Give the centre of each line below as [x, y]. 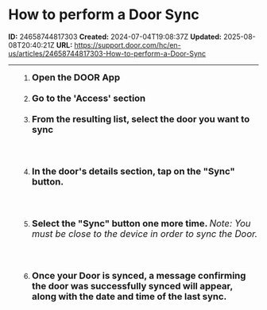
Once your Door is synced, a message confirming [139, 275]
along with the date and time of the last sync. [129, 296]
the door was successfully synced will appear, [132, 286]
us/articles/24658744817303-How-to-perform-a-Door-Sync [107, 53]
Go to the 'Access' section [89, 98]
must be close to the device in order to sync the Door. [145, 234]
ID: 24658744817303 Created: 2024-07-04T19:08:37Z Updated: [115, 37]
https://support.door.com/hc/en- [128, 45]
